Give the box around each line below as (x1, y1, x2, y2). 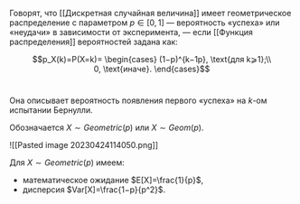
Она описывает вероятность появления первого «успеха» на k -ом (9, 95, 267, 106)
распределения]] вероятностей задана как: (9, 36, 178, 47)
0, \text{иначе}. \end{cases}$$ (93, 63, 211, 74)
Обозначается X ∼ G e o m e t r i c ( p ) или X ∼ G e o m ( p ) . (9, 122, 204, 133)
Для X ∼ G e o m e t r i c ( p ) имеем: (9, 157, 125, 168)
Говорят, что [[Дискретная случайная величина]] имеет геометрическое (9, 8, 292, 18)
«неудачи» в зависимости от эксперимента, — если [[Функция (9, 27, 253, 37)
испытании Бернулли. (9, 105, 93, 116)
